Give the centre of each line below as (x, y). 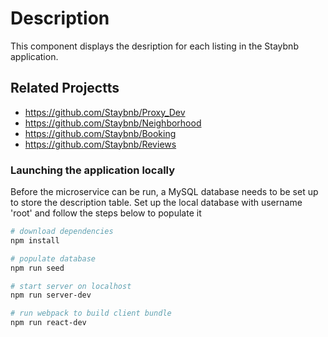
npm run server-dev (51, 295)
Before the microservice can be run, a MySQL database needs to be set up (164, 192)
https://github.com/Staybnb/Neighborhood (113, 123)
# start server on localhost (71, 286)
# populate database (53, 258)
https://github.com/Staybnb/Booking (100, 133)
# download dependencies (62, 232)
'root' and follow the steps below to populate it (106, 213)
